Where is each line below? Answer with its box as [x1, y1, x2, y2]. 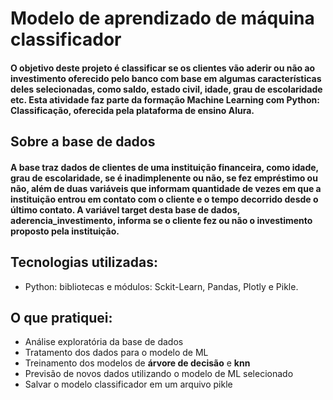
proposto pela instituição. [10, 225, 120, 237]
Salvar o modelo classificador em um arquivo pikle [24, 378, 233, 391]
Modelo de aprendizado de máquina [10, 7, 315, 30]
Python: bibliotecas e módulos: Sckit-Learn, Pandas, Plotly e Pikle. [24, 280, 299, 292]
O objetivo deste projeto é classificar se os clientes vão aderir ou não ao [10, 62, 316, 74]
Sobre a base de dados [10, 133, 156, 151]
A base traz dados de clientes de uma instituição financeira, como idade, [10, 161, 319, 173]
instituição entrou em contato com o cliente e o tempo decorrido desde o [10, 193, 319, 205]
